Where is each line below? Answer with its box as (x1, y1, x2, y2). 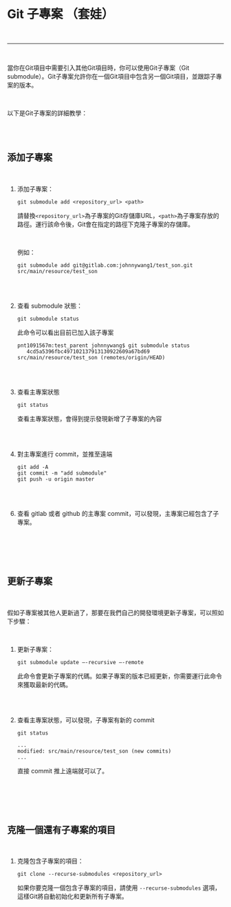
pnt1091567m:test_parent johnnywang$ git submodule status (16, 342, 190, 349)
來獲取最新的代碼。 (16, 680, 72, 688)
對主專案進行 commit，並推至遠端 (16, 450, 113, 458)
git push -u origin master (16, 475, 95, 483)
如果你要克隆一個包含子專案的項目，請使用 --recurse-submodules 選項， (16, 884, 221, 892)
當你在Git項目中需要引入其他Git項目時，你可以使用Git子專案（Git (7, 63, 190, 72)
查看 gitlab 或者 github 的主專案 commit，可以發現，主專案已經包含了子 (16, 509, 219, 517)
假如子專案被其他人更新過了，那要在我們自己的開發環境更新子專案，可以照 (7, 608, 218, 617)
